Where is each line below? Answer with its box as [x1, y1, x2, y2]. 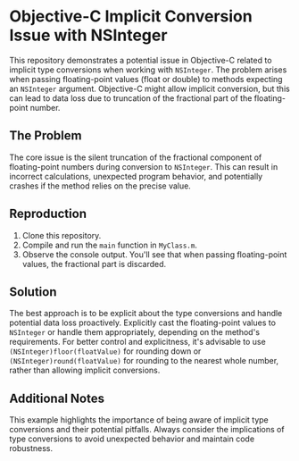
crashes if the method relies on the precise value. [9, 180, 192, 191]
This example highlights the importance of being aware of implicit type [9, 415, 270, 425]
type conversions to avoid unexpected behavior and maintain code [9, 433, 255, 444]
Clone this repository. [21, 230, 102, 240]
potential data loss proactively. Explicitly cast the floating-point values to [9, 317, 277, 328]
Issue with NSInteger [9, 25, 168, 46]
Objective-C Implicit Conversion [9, 6, 253, 27]
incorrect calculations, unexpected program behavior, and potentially [9, 171, 263, 181]
